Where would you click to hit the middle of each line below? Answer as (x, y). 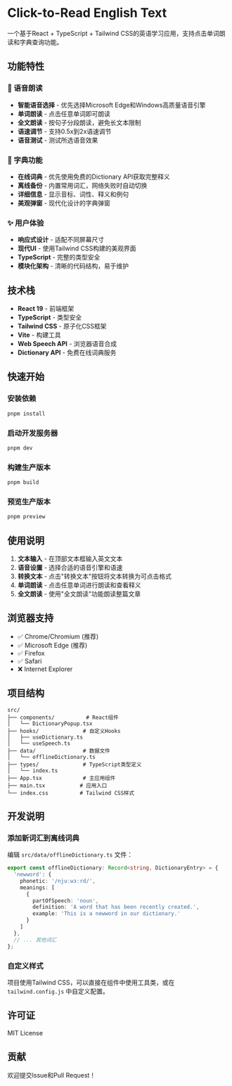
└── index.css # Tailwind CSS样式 (71, 793)
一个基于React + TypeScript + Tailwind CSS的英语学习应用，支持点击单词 (113, 33)
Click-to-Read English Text (87, 13)
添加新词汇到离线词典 (43, 838)
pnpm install (26, 414)
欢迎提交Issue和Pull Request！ (52, 1075)
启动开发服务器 (33, 433)
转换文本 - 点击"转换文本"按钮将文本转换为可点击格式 (95, 576)
